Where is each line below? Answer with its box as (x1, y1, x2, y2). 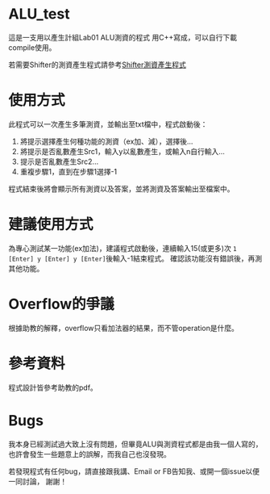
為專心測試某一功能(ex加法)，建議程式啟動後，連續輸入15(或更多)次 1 (8, 243, 238, 253)
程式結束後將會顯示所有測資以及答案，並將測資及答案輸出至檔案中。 (8, 183, 235, 194)
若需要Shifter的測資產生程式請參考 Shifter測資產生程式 (8, 60, 187, 69)
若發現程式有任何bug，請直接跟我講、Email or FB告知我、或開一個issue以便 (8, 466, 260, 476)
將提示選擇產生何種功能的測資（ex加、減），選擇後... (19, 136, 193, 146)
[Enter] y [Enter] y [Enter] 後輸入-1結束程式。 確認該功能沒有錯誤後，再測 (8, 253, 263, 263)
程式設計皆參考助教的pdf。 (8, 383, 98, 392)
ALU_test (8, 5, 70, 23)
